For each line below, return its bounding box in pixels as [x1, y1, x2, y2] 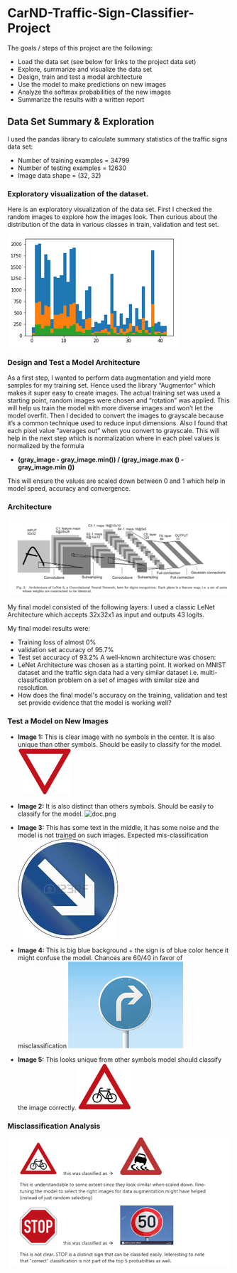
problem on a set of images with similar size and [57, 676, 199, 684]
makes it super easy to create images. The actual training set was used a [7, 389, 221, 398]
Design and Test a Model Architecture [7, 357, 140, 367]
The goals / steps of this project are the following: [7, 43, 153, 52]
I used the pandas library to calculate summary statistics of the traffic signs [7, 134, 228, 143]
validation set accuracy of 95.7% [17, 646, 114, 654]
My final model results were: [7, 624, 91, 633]
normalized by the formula [7, 442, 84, 450]
